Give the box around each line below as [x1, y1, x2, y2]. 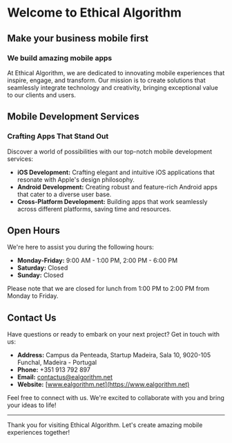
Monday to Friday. [7, 292, 59, 300]
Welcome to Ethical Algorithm [7, 5, 182, 21]
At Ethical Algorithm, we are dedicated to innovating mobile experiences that [7, 68, 225, 77]
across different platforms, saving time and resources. [17, 205, 171, 213]
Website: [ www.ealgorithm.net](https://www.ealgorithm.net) [17, 380, 190, 388]
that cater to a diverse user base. [17, 190, 112, 198]
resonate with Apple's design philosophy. [17, 175, 135, 184]
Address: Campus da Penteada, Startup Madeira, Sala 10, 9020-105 [17, 351, 211, 359]
